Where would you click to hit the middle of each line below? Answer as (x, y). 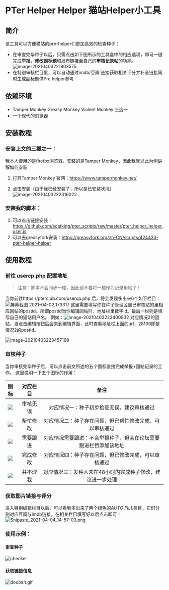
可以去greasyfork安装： (37, 237)
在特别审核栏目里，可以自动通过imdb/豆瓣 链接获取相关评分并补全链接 (85, 72)
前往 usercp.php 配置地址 (36, 276)
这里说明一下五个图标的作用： (46, 373)
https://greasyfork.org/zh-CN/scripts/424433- (110, 237)
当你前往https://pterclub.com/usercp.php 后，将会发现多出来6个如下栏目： (83, 298)
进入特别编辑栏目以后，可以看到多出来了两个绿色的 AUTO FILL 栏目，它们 (80, 508)
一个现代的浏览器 (30, 116)
